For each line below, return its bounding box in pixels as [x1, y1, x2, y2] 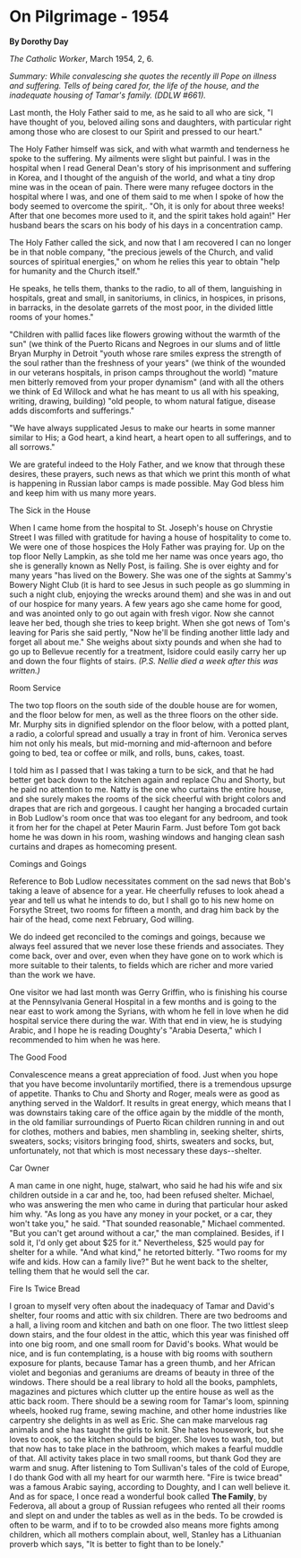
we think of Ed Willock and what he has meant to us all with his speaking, [9, 385, 279, 396]
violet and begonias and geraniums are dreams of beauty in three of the [9, 1367, 275, 1378]
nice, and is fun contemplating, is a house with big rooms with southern [9, 1347, 273, 1359]
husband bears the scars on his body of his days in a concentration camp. [9, 220, 284, 230]
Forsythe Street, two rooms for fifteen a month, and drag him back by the [9, 904, 279, 915]
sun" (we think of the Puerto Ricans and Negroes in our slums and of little [9, 338, 280, 349]
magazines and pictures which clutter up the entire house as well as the [9, 1386, 275, 1397]
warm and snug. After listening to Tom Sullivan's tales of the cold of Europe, [9, 1462, 290, 1473]
